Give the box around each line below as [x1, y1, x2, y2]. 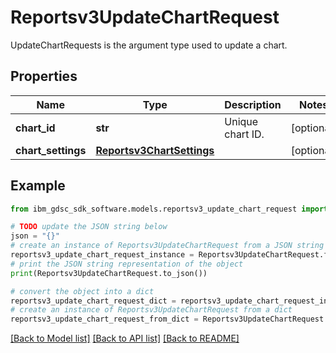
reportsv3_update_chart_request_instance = [10, 250, 195, 260]
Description [224, 97, 282, 111]
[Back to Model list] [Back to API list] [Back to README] [10, 332, 240, 345]
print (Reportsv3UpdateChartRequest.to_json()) [10, 268, 208, 278]
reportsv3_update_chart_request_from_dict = [10, 314, 199, 325]
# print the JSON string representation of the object [10, 259, 244, 269]
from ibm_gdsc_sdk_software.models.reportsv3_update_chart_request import [10, 204, 329, 214]
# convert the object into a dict [10, 286, 155, 296]
